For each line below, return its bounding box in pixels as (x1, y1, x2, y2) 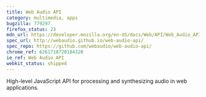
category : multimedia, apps (6, 15, 78, 21)
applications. (6, 83, 39, 91)
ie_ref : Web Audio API (6, 55, 64, 61)
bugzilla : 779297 (6, 20, 51, 26)
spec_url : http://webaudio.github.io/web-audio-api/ (6, 37, 144, 44)
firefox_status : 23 (6, 26, 56, 33)
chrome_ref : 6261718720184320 (6, 49, 84, 55)
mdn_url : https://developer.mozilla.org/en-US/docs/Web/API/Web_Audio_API (6, 32, 202, 38)
